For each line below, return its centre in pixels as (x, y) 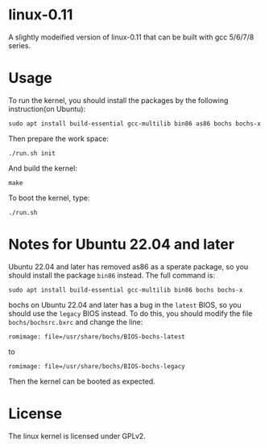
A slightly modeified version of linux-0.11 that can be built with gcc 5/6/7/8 (131, 37)
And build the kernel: (43, 168)
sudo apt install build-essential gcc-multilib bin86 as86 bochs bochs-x (135, 123)
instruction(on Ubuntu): (47, 109)
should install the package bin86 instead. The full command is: (112, 275)
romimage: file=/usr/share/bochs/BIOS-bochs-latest (97, 336)
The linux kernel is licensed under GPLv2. (77, 436)
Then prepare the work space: (58, 138)
